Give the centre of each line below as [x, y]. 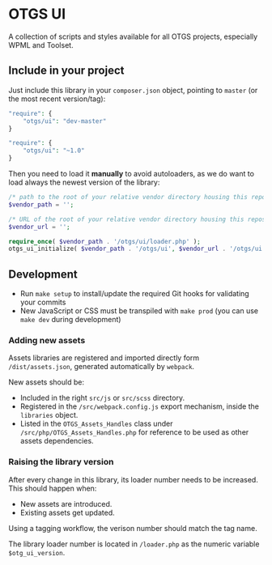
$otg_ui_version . [37, 552]
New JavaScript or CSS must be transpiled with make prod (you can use [139, 311]
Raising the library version [61, 462]
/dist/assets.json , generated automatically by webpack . [102, 367]
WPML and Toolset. [41, 45]
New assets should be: [47, 382]
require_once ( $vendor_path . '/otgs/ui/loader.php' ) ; [104, 241]
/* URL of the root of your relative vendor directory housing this [126, 219]
